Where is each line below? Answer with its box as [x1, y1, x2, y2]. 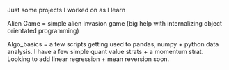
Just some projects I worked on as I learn [7, 6, 126, 14]
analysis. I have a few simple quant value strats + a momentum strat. [7, 48, 204, 55]
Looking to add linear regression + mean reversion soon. [7, 55, 170, 63]
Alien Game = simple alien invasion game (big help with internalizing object [7, 19, 223, 27]
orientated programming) [7, 27, 79, 35]
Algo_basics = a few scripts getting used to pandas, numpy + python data [7, 40, 219, 48]
